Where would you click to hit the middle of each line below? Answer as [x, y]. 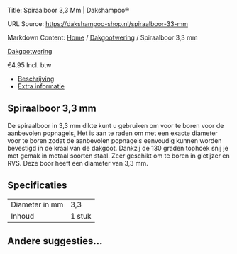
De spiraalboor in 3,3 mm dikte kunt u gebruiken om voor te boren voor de [116, 125]
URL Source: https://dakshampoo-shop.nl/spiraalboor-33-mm [98, 24]
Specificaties [37, 186]
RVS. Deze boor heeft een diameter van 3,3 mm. [78, 163]
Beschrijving [36, 79]
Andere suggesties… [55, 241]
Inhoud [23, 216]
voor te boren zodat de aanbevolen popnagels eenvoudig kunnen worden [115, 140]
